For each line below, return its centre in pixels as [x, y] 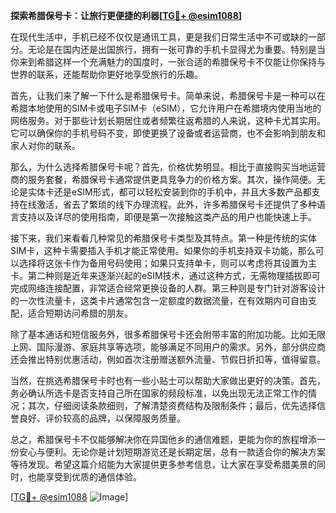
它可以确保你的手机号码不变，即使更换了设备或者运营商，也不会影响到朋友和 [168, 133]
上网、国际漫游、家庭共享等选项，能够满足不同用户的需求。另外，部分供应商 [168, 347]
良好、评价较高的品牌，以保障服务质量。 [102, 418]
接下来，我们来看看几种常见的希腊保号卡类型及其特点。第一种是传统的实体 [163, 238]
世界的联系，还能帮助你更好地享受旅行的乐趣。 [106, 74]
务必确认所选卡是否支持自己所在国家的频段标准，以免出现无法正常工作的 [159, 393]
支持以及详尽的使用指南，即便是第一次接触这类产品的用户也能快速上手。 [167, 217]
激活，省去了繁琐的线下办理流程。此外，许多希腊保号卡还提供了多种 [176, 204]
